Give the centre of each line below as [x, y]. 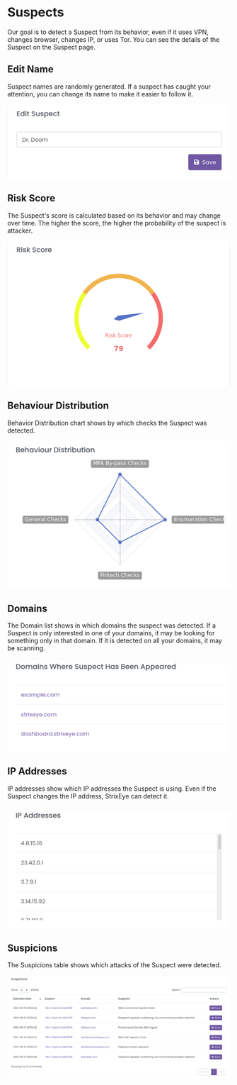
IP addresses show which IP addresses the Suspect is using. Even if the [112, 789]
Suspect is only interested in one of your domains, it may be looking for [111, 633]
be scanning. [26, 648]
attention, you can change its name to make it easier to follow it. [100, 94]
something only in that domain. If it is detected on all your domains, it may [115, 641]
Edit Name [31, 69]
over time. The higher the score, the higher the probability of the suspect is [117, 223]
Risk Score [31, 198]
